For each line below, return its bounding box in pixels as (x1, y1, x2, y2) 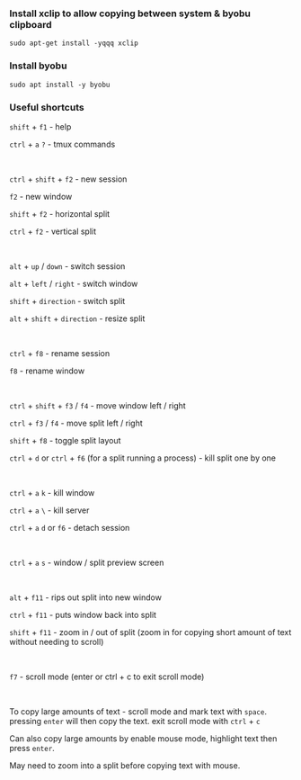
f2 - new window (9, 191, 73, 202)
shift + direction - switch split (9, 295, 126, 306)
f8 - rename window (9, 365, 85, 376)
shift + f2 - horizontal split (9, 208, 111, 219)
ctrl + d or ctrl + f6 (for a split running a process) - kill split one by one (9, 453, 277, 463)
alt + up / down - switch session (9, 260, 126, 272)
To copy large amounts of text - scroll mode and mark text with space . (9, 705, 268, 717)
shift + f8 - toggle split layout (9, 435, 121, 445)
